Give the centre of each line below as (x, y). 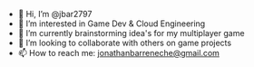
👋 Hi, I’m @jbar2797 (55, 14)
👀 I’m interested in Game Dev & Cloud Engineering (112, 24)
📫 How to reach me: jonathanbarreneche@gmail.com (119, 53)
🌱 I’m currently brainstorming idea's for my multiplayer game (131, 33)
